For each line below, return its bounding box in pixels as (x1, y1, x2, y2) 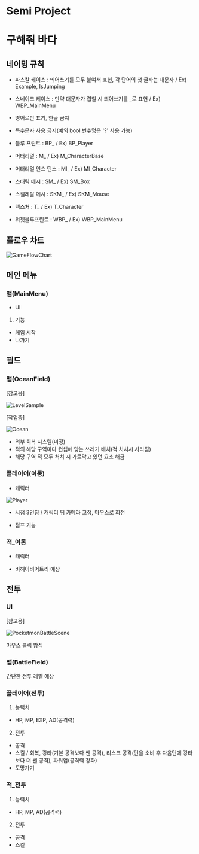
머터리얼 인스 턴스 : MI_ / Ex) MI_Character (14, 165, 117, 172)
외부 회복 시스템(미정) (14, 438, 66, 445)
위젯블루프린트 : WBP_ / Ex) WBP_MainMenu (14, 216, 123, 223)
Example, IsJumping (14, 83, 65, 90)
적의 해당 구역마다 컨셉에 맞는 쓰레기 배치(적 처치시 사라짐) (14, 446, 151, 453)
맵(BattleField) (6, 658, 49, 666)
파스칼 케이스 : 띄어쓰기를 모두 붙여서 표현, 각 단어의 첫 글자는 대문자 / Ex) (14, 76, 187, 83)
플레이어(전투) (6, 689, 45, 697)
